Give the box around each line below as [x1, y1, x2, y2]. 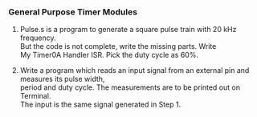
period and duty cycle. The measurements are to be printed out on [19, 83, 241, 92]
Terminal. [19, 91, 51, 101]
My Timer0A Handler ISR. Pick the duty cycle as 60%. [19, 50, 199, 60]
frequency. [19, 33, 56, 42]
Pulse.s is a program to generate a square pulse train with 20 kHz [19, 25, 237, 34]
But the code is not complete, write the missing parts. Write [19, 42, 217, 51]
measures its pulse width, [19, 75, 105, 84]
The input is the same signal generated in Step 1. [19, 99, 182, 110]
